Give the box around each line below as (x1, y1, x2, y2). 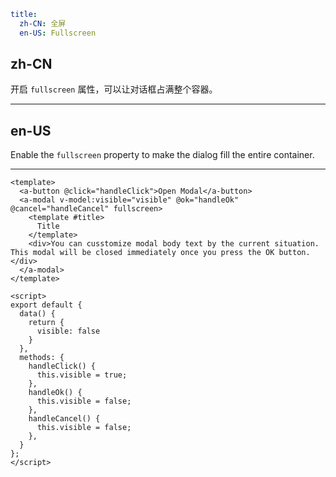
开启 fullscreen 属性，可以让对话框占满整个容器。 (10, 83, 218, 95)
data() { (19, 309, 56, 319)
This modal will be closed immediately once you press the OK (10, 248, 275, 258)
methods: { (19, 353, 65, 363)
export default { (10, 300, 83, 310)
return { (28, 318, 65, 328)
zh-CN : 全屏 (19, 18, 67, 29)
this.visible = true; (36, 370, 128, 380)
